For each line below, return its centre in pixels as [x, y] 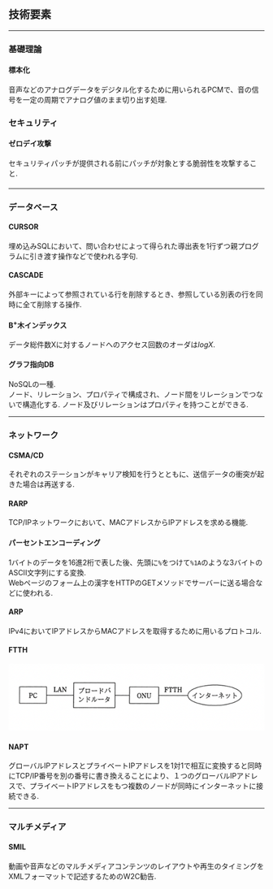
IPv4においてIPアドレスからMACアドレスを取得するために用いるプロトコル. [135, 631]
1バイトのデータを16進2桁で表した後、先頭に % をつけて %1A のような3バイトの [135, 562]
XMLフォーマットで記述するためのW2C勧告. [82, 876]
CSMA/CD [26, 455]
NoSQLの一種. [32, 384]
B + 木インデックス [38, 324]
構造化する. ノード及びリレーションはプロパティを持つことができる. [136, 405]
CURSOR [24, 227]
